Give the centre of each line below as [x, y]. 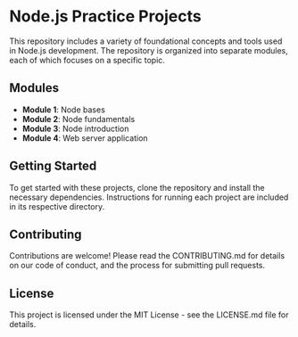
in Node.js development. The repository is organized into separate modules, [149, 50]
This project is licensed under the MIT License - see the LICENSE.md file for [149, 315]
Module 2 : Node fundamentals [79, 119]
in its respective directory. [57, 206]
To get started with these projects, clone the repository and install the [137, 187]
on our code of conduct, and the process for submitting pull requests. [137, 266]
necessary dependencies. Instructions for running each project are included [149, 197]
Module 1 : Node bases [63, 110]
